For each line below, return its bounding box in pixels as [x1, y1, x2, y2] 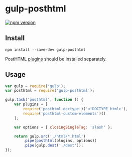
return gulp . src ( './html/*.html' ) [14, 134, 86, 139]
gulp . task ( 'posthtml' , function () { [5, 97, 84, 102]
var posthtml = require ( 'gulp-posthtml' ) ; [5, 88, 95, 93]
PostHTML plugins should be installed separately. [5, 56, 107, 62]
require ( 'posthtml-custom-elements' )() [23, 111, 106, 116]
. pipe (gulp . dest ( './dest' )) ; [23, 143, 84, 148]
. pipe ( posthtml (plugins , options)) [23, 138, 97, 144]
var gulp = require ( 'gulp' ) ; [5, 83, 66, 89]
